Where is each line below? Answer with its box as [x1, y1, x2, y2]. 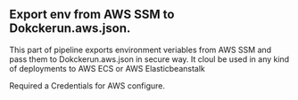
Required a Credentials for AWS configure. [9, 80, 165, 91]
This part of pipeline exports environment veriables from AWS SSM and [9, 44, 272, 55]
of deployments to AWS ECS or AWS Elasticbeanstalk [9, 63, 205, 73]
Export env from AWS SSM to [9, 7, 175, 22]
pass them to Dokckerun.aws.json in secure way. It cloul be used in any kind [9, 53, 290, 65]
